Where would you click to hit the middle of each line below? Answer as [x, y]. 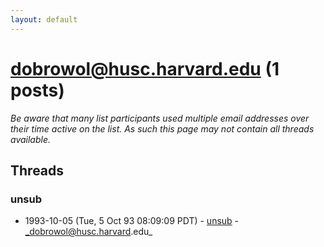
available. [31, 139]
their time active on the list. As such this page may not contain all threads [162, 128]
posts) [37, 90]
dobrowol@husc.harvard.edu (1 [145, 68]
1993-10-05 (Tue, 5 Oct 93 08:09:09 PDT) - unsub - [132, 221]
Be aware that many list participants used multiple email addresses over [160, 118]
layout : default [44, 19]
